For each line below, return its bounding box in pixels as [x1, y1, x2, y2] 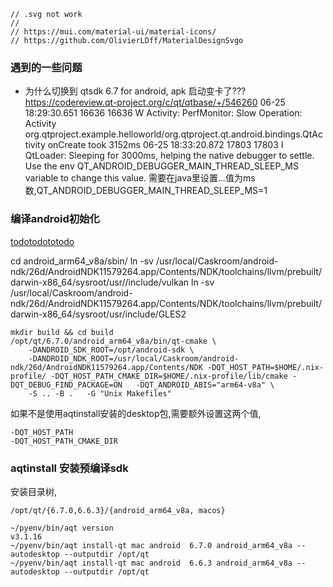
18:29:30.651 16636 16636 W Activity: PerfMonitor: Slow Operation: [24, 107, 303, 119]
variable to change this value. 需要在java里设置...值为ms [24, 172, 256, 184]
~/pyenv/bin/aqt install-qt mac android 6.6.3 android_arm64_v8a [10, 558, 293, 568]
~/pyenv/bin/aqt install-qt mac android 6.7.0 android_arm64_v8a [10, 540, 293, 550]
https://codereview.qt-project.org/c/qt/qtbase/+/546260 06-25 [24, 96, 286, 109]
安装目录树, [10, 485, 58, 497]
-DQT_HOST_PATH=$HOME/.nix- [206, 362, 325, 372]
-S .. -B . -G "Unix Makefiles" [28, 388, 172, 399]
